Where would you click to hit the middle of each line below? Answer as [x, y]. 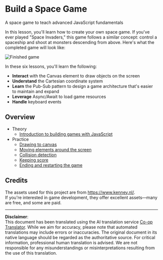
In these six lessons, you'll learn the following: [51, 66]
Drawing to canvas [38, 144]
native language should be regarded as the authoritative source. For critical [80, 237]
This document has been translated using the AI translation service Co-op [79, 222]
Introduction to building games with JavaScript [66, 134]
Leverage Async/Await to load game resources [59, 97]
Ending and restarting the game [51, 165]
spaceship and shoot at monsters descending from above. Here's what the [80, 42]
